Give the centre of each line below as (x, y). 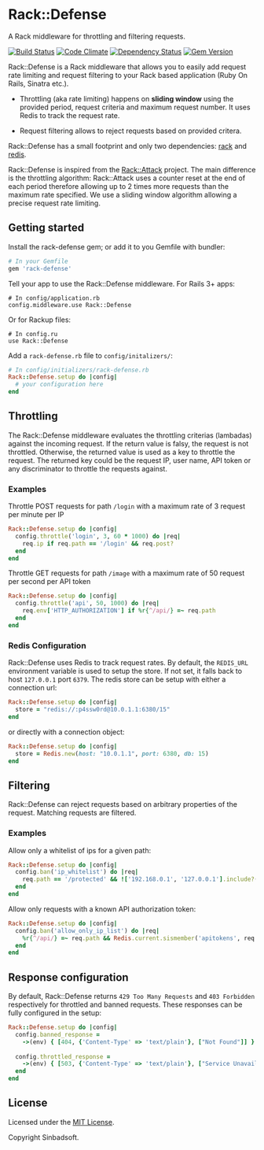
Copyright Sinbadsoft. (44, 1137)
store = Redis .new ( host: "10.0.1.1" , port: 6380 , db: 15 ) (112, 753)
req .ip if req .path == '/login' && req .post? (98, 544)
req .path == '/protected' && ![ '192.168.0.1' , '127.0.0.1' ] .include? (139, 879)
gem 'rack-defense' (40, 268)
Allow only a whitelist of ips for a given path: (80, 850)
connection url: (33, 688)
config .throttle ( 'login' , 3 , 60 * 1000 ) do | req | (98, 536)
